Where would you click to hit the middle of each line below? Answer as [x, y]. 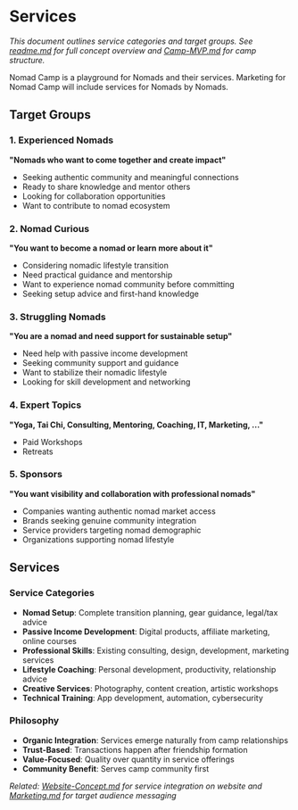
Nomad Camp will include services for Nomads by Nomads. [119, 87]
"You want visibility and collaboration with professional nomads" [132, 493]
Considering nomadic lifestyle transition [95, 265]
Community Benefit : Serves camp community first [116, 768]
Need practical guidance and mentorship [97, 275]
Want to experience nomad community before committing [128, 284]
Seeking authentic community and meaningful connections [130, 177]
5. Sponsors [36, 475]
